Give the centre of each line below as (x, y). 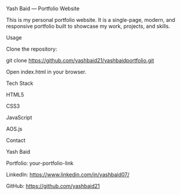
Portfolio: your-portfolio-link (40, 163)
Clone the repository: (32, 49)
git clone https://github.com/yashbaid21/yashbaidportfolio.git (80, 60)
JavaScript (19, 118)
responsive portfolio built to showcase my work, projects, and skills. (88, 26)
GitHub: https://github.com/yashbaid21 (53, 186)
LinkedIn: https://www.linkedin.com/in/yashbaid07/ (68, 174)
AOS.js (14, 129)
